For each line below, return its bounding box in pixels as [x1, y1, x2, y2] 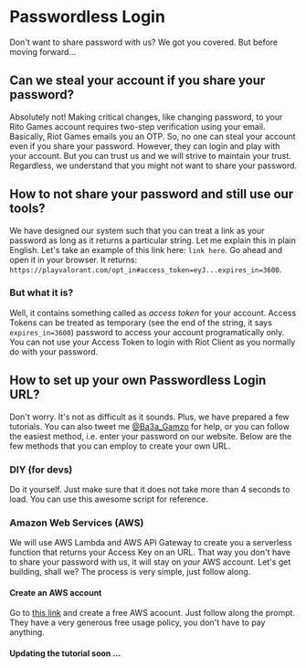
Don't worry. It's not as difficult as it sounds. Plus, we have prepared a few [9, 411, 290, 422]
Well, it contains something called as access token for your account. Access [9, 307, 297, 318]
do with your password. [9, 345, 99, 357]
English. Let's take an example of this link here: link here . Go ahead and [9, 244, 283, 255]
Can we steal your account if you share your [9, 73, 266, 89]
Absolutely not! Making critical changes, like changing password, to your [9, 111, 283, 122]
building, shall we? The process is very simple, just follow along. [9, 567, 251, 578]
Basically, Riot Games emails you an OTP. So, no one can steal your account [9, 131, 296, 142]
